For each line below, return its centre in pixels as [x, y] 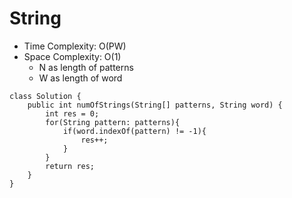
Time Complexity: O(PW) [75, 46]
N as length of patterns [86, 67]
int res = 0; [72, 113]
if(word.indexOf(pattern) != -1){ [134, 131]
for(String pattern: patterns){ [113, 122]
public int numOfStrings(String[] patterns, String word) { [155, 105]
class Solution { [45, 96]
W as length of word [80, 78]
